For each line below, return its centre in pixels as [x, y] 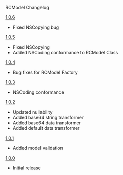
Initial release [27, 168]
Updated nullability [33, 112]
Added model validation [38, 148]
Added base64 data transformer [47, 123]
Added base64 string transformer [48, 117]
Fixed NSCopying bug [36, 27]
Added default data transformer [46, 128]
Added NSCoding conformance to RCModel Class [65, 52]
